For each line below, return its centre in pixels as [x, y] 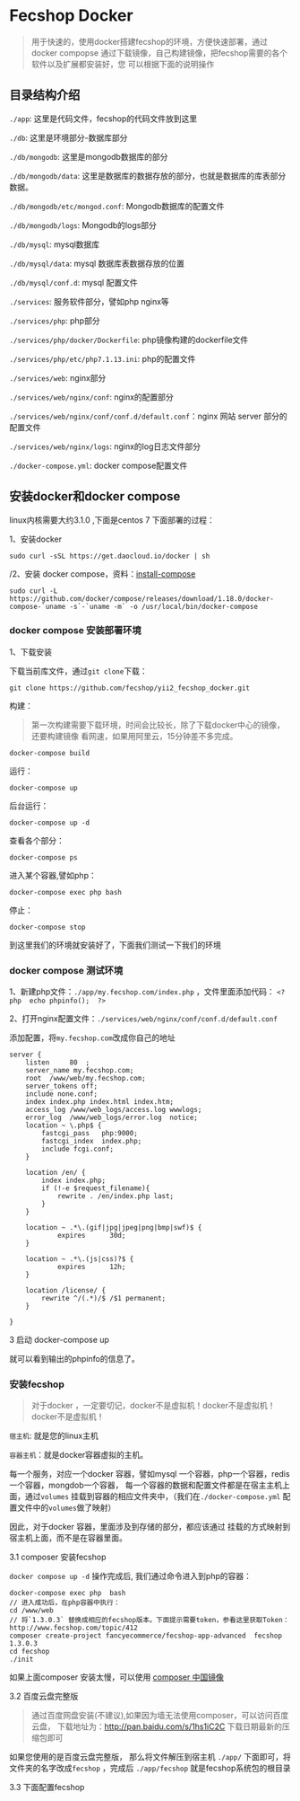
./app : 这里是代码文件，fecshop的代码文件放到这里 [103, 119]
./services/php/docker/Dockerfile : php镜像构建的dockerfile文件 [129, 340]
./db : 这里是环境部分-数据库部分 [69, 137]
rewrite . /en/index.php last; [116, 1196]
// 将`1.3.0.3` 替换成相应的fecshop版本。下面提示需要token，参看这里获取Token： [150, 1620]
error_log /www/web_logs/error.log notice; [112, 1118]
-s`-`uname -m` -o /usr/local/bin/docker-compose [163, 606]
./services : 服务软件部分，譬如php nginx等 [90, 301]
